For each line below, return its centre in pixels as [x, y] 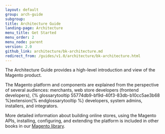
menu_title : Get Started [31, 33]
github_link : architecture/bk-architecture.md [54, 51]
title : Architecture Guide [33, 24]
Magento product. [24, 75]
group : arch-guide [24, 14]
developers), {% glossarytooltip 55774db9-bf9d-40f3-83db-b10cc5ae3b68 [82, 95]
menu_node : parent [24, 42]
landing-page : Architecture [34, 28]
